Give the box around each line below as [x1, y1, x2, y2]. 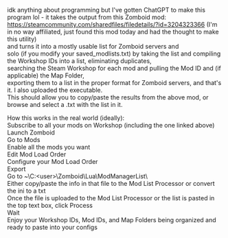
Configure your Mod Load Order [7, 158, 98, 165]
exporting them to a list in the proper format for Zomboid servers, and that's [7, 79, 222, 86]
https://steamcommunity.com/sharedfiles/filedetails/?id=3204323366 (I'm [7, 21, 218, 28]
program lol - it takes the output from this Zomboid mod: [7, 13, 167, 21]
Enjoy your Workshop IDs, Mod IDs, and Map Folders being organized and [7, 216, 216, 224]
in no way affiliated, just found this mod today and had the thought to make [7, 27, 219, 36]
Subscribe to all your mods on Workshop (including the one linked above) [7, 121, 215, 129]
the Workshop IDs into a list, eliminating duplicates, [7, 57, 152, 64]
